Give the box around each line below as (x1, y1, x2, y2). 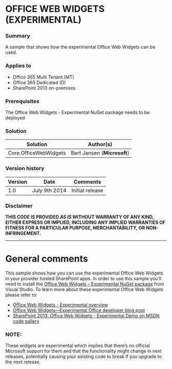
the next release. (5, 359, 41, 365)
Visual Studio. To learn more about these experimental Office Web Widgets (5, 286, 164, 293)
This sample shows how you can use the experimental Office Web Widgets (5, 270, 163, 276)
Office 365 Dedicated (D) (12, 79, 67, 85)
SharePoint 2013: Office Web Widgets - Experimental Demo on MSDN (12, 313, 160, 319)
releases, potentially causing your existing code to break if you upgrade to (5, 354, 162, 360)
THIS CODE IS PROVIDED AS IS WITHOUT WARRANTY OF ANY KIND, (5, 213, 154, 220)
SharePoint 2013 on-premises (12, 85, 76, 91)
